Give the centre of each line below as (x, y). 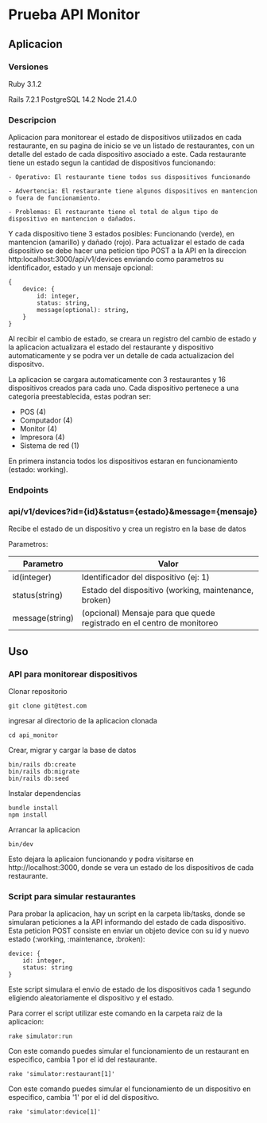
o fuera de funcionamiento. (55, 198)
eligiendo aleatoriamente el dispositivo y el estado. (91, 998)
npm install (28, 815)
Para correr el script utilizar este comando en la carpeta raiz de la (115, 1013)
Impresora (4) (42, 437)
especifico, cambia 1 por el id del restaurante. (83, 1059)
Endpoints (29, 490)
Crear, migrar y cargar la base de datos (72, 751)
